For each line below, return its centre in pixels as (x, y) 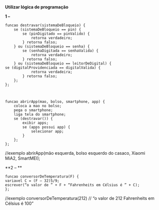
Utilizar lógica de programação (37, 7)
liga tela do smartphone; (40, 114)
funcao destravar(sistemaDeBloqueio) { (45, 25)
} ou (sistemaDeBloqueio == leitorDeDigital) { (63, 64)
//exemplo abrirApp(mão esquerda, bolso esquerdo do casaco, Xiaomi (75, 153)
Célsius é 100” (19, 203)
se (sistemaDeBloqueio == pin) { (48, 30)
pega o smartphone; (33, 110)
